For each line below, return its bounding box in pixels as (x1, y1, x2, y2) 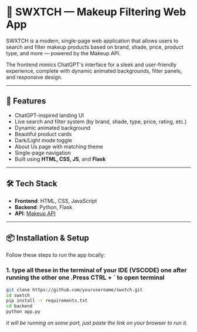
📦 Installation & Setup (6, 233, 90, 243)
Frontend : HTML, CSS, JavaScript (14, 197, 97, 204)
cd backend (6, 303, 33, 309)
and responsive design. (6, 73, 63, 81)
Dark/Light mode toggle (14, 136, 72, 143)
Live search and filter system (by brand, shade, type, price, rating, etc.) (14, 118, 187, 125)
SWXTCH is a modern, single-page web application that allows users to (6, 37, 179, 44)
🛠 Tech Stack (6, 179, 57, 189)
